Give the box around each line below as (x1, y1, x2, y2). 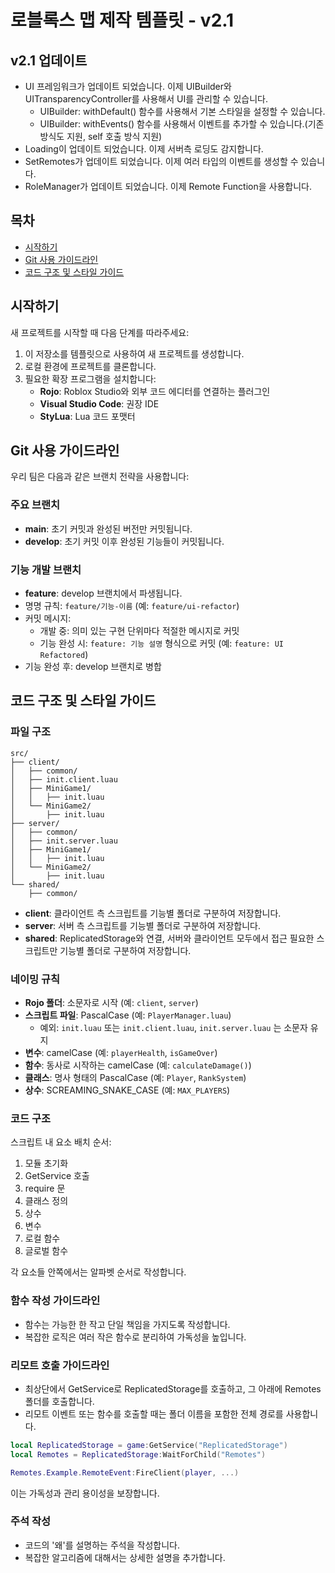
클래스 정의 (24, 1195, 69, 1207)
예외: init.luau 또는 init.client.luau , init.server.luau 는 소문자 (39, 1022, 308, 1034)
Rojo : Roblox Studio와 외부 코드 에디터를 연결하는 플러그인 (39, 385, 271, 397)
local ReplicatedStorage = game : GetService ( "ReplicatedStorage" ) (10, 1440, 288, 1450)
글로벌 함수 (24, 1245, 69, 1257)
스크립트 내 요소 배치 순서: (10, 1136, 112, 1148)
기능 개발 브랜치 (10, 562, 82, 576)
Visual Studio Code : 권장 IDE (39, 397, 160, 410)
